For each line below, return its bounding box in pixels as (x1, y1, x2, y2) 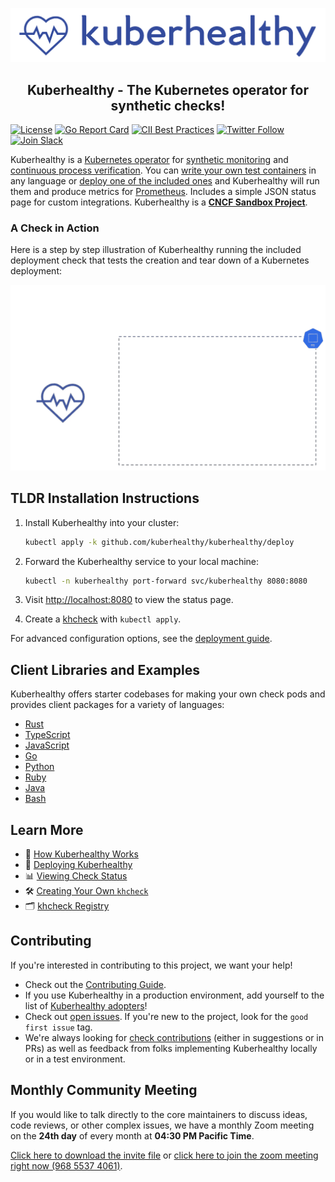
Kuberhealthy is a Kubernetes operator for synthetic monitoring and (10, 153, 289, 165)
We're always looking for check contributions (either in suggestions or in (24, 1031, 325, 1043)
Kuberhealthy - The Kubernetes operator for (26, 81, 310, 98)
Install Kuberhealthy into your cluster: (24, 516, 180, 528)
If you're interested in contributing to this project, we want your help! (10, 959, 293, 971)
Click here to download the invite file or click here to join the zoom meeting (10, 1149, 319, 1161)
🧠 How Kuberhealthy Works (24, 848, 139, 860)
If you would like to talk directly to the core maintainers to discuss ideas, (10, 1108, 308, 1120)
